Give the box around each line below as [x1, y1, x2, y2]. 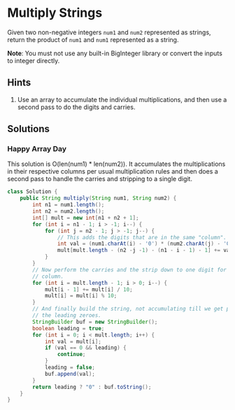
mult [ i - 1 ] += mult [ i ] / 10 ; [44, 285, 133, 293]
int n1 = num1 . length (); [32, 202, 105, 208]
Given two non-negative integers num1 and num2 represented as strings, [7, 28, 211, 36]
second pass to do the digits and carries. [17, 103, 136, 111]
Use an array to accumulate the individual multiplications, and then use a [17, 95, 227, 104]
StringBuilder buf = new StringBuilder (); [32, 318, 158, 325]
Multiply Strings [7, 5, 103, 21]
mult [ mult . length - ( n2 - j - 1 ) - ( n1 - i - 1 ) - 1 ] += [57, 247, 221, 254]
